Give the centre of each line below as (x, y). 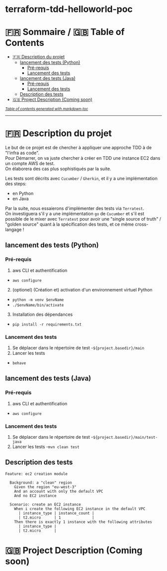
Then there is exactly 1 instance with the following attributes (83, 522)
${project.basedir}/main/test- (125, 438)
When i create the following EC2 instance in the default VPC (80, 509)
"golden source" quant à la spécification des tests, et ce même (70, 224)
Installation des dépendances (42, 314)
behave (19, 363)
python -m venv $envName (38, 300)
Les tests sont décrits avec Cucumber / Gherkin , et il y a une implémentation (81, 179)
